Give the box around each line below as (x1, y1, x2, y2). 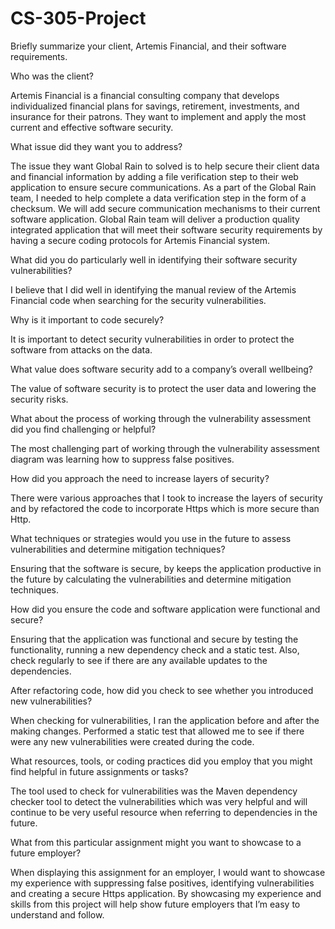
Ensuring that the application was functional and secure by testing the (10, 633, 299, 645)
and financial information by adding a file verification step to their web (10, 170, 299, 182)
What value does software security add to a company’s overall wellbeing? (10, 363, 313, 375)
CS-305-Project (10, 7, 147, 30)
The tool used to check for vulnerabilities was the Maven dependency (10, 785, 298, 797)
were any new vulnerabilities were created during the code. (10, 735, 255, 747)
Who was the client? (10, 70, 94, 82)
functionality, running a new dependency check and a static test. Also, (10, 643, 300, 656)
